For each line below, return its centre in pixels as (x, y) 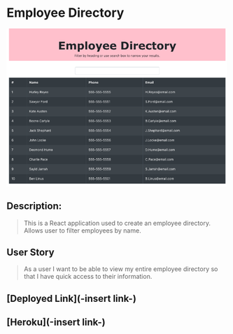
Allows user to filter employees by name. (82, 230)
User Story (30, 252)
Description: (34, 206)
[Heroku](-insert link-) (56, 322)
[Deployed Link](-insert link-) (72, 298)
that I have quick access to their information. (88, 277)
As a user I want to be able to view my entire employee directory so (121, 269)
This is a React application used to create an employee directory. (117, 223)
